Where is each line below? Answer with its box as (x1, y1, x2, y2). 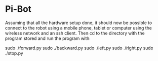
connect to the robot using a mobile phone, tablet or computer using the (5, 25, 152, 30)
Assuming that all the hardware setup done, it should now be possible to (5, 20, 152, 26)
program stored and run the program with (5, 35, 90, 41)
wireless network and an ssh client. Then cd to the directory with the (5, 30, 145, 36)
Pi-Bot (5, 3, 32, 15)
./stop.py (5, 50, 24, 56)
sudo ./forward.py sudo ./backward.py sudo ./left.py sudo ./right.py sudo (5, 45, 154, 51)
